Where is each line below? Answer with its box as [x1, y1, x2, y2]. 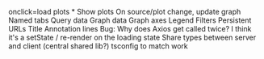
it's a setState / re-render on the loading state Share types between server [8, 32, 257, 42]
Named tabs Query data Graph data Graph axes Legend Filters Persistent [8, 15, 252, 25]
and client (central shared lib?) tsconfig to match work [8, 41, 188, 51]
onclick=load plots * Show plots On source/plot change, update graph [8, 7, 241, 16]
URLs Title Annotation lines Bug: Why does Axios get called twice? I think [8, 24, 252, 33]
